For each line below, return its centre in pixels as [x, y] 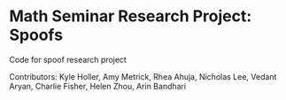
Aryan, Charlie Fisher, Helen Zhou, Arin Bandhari [98, 86]
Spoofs [36, 35]
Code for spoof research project [68, 59]
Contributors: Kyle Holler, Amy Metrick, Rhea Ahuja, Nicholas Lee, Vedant [143, 76]
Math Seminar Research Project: [131, 16]
